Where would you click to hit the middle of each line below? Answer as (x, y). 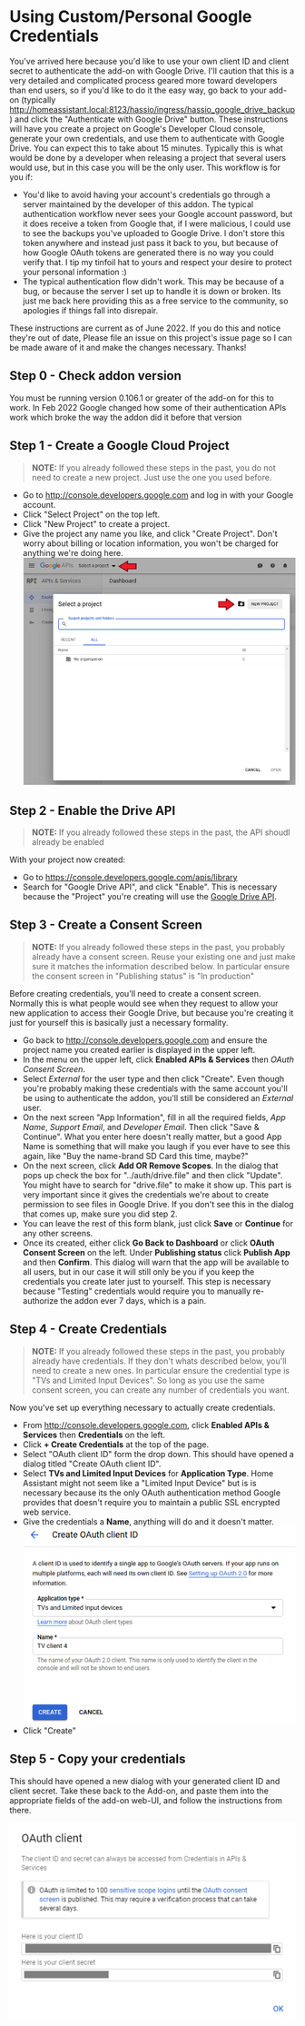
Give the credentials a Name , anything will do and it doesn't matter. (148, 1521)
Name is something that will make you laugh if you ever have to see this (156, 1146)
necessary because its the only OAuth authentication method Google (152, 1493)
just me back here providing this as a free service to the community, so (155, 301)
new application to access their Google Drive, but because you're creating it (152, 1013)
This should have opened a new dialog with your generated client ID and (145, 1781)
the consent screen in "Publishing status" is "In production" (143, 976)
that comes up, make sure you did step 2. (100, 1214)
